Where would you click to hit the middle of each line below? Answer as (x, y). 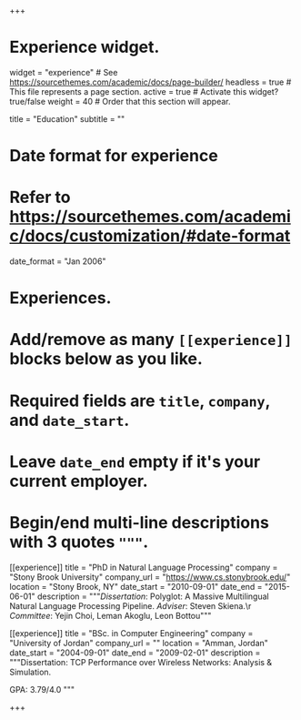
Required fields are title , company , (140, 401)
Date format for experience (114, 156)
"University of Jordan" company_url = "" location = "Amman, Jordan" (139, 643)
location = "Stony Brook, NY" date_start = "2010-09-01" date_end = (136, 586)
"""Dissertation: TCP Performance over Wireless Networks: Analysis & (141, 662)
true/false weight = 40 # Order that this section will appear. (120, 101)
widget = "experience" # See (64, 72)
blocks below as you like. (106, 359)
